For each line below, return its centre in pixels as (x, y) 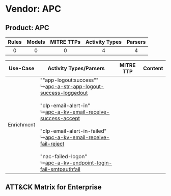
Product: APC (27, 28)
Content (153, 68)
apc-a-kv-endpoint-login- (79, 163)
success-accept (60, 118)
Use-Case (21, 68)
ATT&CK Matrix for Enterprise (53, 187)
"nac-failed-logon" (64, 157)
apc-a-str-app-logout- (75, 86)
